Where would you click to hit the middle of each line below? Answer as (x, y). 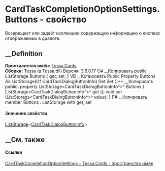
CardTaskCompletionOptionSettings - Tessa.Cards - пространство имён (79, 163)
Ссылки (14, 152)
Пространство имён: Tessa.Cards (41, 65)
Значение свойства (26, 114)
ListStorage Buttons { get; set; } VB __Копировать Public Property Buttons (80, 76)
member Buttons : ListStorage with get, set (49, 102)
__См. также (25, 140)
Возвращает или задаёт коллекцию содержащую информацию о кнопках (82, 33)
